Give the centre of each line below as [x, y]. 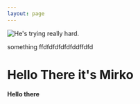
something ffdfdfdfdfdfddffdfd [50, 46]
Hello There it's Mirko [70, 75]
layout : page [26, 14]
